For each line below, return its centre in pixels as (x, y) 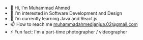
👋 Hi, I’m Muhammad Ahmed (40, 8)
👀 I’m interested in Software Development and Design (66, 13)
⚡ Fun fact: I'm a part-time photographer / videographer (68, 32)
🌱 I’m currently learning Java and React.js (54, 18)
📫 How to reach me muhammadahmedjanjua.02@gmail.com (74, 24)
